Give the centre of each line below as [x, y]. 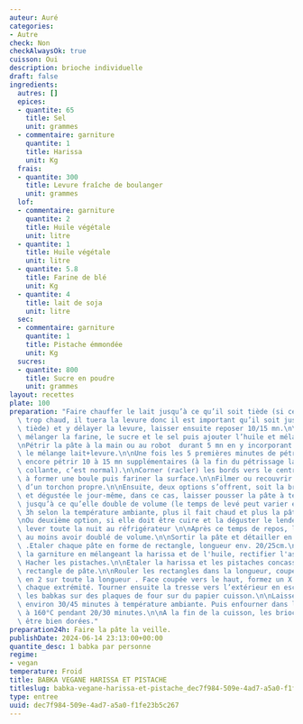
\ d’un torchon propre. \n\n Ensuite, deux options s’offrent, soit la [151, 487]
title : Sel [46, 118]
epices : [32, 101]
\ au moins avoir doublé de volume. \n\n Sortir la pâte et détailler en [155, 537]
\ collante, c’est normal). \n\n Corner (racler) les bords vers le [145, 471]
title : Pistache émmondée [74, 344]
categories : [32, 26]
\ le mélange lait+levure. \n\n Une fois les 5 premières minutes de [147, 454]
